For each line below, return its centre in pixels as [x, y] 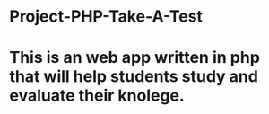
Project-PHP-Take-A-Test [106, 17]
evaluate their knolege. [97, 96]
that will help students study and [134, 77]
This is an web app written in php [134, 58]
